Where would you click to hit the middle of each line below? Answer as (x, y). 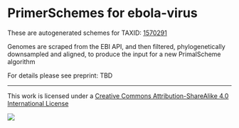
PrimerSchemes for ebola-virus (102, 13)
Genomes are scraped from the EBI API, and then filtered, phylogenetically (116, 46)
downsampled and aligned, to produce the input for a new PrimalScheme (115, 54)
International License (38, 103)
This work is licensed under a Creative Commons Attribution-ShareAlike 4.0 (118, 96)
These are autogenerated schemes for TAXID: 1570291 (87, 33)
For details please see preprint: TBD (60, 75)
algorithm (21, 61)
